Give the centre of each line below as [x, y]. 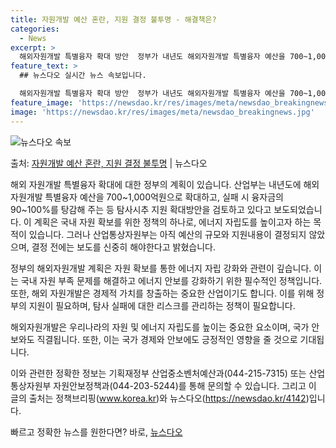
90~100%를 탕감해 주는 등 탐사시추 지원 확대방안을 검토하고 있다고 [141, 209]
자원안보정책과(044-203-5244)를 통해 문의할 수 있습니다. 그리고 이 [185, 385]
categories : [35, 29]
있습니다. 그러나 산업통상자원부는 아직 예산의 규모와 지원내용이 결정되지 [167, 234]
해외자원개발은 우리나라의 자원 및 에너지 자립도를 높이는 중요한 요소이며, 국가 [160, 327]
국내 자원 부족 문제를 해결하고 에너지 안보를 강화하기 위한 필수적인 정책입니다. [171, 280]
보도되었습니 [298, 209]
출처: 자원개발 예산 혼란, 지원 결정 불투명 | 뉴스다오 [109, 163]
